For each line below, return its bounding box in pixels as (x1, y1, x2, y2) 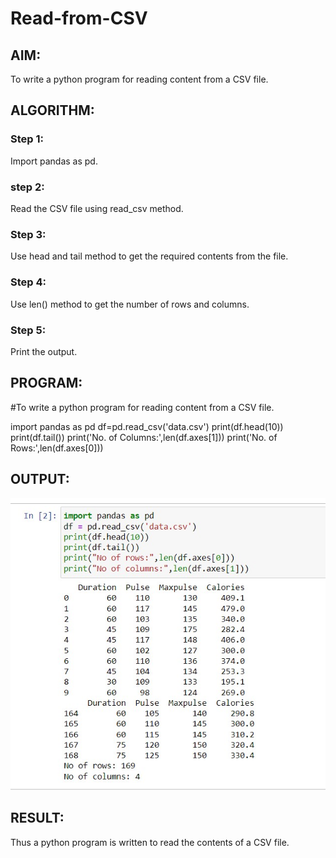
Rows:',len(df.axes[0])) (10, 442, 104, 454)
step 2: (10, 180, 45, 194)
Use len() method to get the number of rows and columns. (10, 298, 250, 310)
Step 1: (10, 132, 44, 146)
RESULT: (10, 810, 65, 827)
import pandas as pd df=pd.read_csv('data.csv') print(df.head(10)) (10, 420, 284, 432)
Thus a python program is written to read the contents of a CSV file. (10, 836, 290, 848)
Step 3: (10, 227, 47, 241)
